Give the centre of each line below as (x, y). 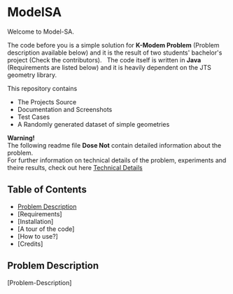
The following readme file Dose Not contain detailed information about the (114, 145)
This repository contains (42, 88)
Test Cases (34, 117)
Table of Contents (47, 190)
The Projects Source (47, 101)
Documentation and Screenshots (65, 109)
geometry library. (32, 75)
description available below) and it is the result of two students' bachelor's (115, 52)
